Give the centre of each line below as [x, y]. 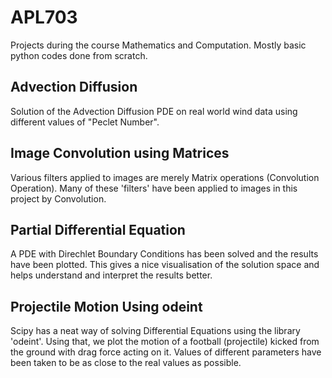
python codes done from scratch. [79, 55]
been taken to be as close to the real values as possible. [126, 363]
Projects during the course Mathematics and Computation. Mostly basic [158, 45]
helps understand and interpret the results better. [111, 275]
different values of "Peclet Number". [85, 122]
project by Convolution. [58, 198]
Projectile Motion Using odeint [106, 306]
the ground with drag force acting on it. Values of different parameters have [166, 352]
